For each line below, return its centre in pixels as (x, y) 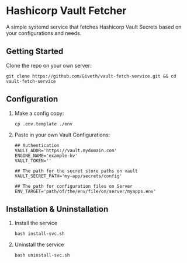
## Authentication (37, 145)
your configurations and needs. (44, 33)
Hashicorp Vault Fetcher (66, 11)
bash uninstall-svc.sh (42, 255)
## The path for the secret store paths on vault (76, 171)
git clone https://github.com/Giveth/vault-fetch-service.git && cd (91, 76)
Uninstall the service (39, 245)
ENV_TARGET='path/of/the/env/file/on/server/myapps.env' (85, 191)
